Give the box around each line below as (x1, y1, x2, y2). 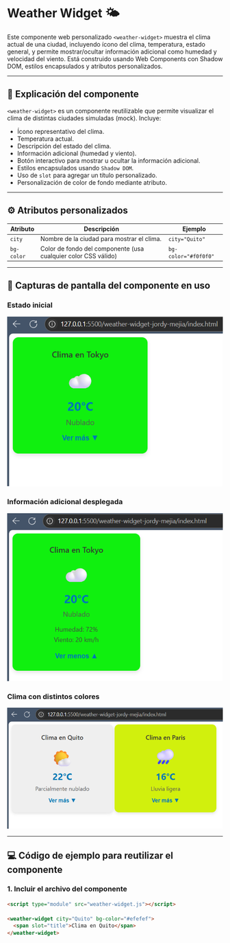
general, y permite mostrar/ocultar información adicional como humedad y (7, 47, 217, 56)
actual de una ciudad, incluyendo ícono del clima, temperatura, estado (7, 40, 205, 48)
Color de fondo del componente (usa (40, 245, 144, 253)
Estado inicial (7, 300, 53, 310)
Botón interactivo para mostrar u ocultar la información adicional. (16, 156, 201, 165)
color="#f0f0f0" (168, 253, 215, 260)
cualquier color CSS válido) (40, 251, 118, 260)
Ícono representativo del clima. (16, 127, 105, 135)
